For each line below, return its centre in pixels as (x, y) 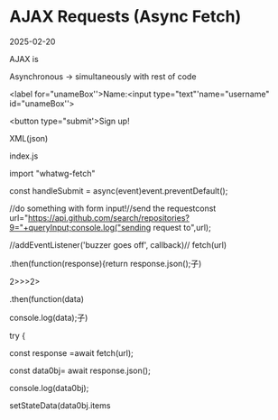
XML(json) (29, 138)
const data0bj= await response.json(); (80, 370)
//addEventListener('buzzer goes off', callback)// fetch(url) (118, 244)
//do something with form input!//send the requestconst (113, 208)
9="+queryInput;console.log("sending (80, 227)
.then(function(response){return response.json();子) (106, 263)
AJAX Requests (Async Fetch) (125, 17)
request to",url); (182, 227)
